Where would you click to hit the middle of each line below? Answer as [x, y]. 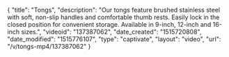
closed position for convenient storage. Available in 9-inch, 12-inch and [109, 24]
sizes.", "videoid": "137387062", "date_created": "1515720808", [111, 32]
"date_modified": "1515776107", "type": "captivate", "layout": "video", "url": [114, 39]
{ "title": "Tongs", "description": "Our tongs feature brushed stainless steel [114, 10]
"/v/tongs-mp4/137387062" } [49, 46]
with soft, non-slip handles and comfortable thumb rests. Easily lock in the [113, 17]
